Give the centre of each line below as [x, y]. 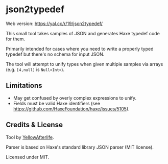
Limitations [24, 86]
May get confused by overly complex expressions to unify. [75, 98]
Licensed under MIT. [28, 157]
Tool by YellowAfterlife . [30, 137]
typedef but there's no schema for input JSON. [55, 54]
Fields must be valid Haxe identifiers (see [57, 103]
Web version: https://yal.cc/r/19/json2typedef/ [54, 24]
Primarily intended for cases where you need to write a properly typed [80, 49]
